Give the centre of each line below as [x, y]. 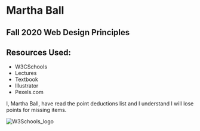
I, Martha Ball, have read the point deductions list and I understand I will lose [100, 104]
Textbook [27, 79]
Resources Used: [39, 52]
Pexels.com [29, 92]
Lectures [26, 73]
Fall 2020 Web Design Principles [68, 32]
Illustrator [27, 86]
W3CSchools [31, 67]
